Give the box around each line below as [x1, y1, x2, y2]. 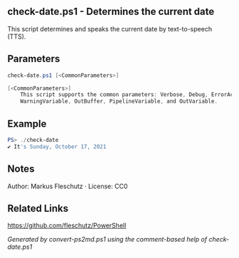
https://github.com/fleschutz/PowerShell [7, 221, 127, 230]
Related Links [7, 202, 69, 215]
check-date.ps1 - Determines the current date [7, 6, 215, 18]
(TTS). [7, 32, 26, 41]
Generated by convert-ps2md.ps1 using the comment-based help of [7, 235, 208, 244]
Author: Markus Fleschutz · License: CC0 [7, 182, 128, 190]
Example [7, 118, 47, 130]
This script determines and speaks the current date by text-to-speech [7, 24, 212, 33]
